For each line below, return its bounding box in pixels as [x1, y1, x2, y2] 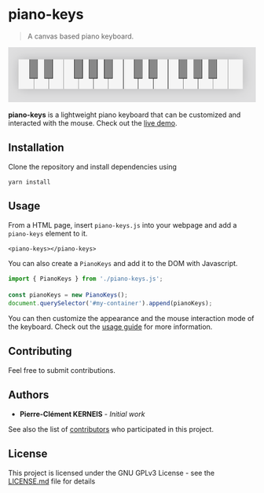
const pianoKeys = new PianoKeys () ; [8, 291, 128, 299]
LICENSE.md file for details [8, 477, 96, 486]
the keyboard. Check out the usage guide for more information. [8, 322, 213, 331]
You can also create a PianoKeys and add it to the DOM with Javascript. [8, 258, 238, 268]
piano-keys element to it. [8, 228, 88, 238]
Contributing [8, 345, 72, 358]
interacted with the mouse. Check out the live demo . [8, 118, 178, 127]
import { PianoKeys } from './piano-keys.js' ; [8, 275, 163, 283]
